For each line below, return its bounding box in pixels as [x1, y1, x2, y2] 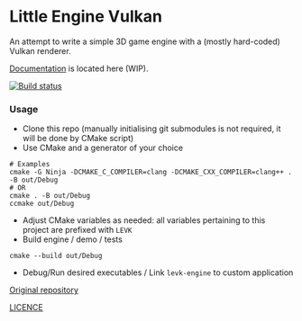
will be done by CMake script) [22, 133, 134, 144]
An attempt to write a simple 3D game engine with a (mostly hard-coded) [9, 36, 281, 47]
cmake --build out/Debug [9, 252, 103, 261]
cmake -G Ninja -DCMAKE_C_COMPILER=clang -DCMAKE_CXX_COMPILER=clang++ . [9, 168, 293, 177]
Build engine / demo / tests [22, 234, 124, 245]
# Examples [9, 160, 50, 169]
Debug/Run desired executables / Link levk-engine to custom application [22, 267, 294, 278]
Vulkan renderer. [9, 45, 71, 56]
